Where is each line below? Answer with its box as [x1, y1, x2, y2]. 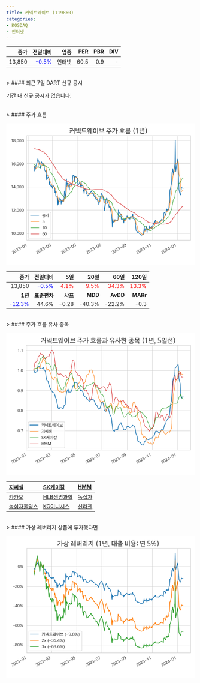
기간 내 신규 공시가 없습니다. [6, 92, 72, 99]
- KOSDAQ [6, 22, 28, 28]
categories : [6, 16, 36, 22]
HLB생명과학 [43, 493, 73, 501]
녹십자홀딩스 [8, 503, 38, 510]
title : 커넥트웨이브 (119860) [6, 10, 74, 16]
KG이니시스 [43, 503, 70, 510]
